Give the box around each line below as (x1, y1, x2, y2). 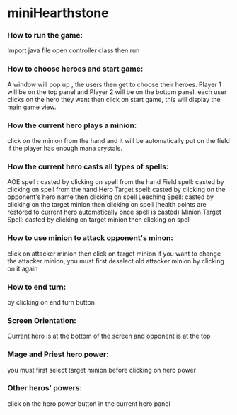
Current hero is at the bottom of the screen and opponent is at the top (7, 331, 211, 341)
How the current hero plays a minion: (7, 120, 137, 130)
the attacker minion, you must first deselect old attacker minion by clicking (7, 256, 225, 265)
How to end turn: (7, 282, 67, 292)
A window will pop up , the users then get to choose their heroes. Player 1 (7, 80, 221, 89)
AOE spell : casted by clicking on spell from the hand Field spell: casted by (7, 178, 224, 186)
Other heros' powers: (7, 383, 83, 393)
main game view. (7, 103, 57, 111)
